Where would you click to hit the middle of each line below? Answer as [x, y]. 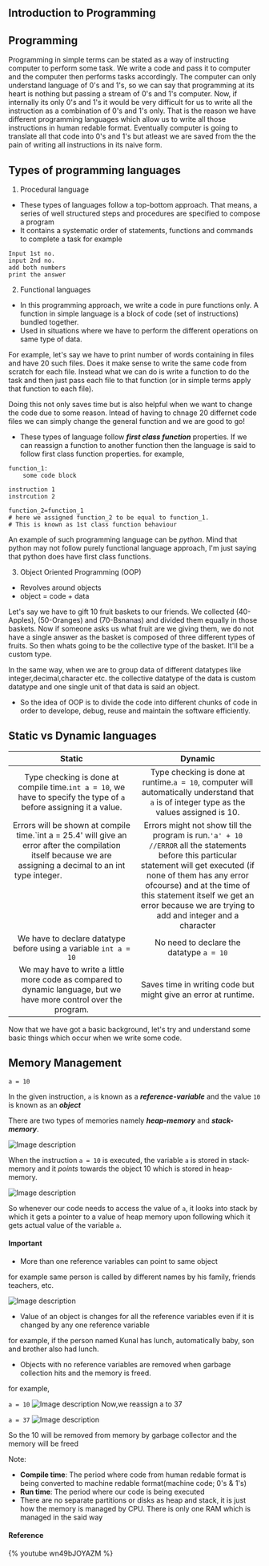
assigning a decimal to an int [72, 865]
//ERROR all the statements [198, 845]
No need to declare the [198, 942]
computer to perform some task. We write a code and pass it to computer [129, 68]
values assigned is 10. [198, 812]
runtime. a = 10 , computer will [198, 782]
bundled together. [49, 322]
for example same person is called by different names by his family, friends [132, 1277]
